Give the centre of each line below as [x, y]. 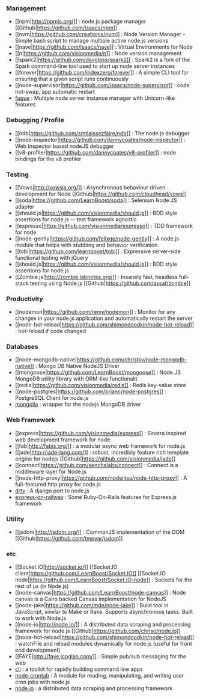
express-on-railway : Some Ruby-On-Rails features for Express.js [96, 497]
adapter [25, 206]
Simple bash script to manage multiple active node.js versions [92, 41]
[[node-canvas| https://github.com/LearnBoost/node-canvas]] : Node [100, 593]
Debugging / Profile [35, 120]
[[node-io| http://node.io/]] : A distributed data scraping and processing [103, 625]
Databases [22, 347]
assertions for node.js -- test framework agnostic [76, 219]
